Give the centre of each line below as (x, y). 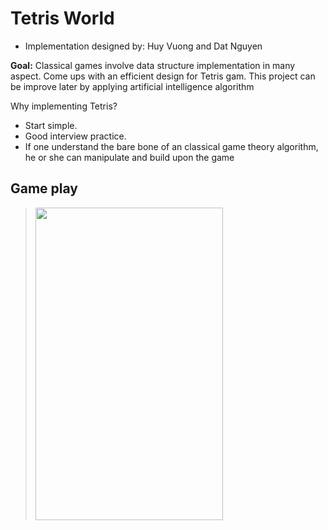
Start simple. (51, 125)
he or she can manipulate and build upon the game (129, 157)
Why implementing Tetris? (64, 106)
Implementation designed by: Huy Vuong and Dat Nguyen (143, 46)
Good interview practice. (75, 136)
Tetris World (62, 18)
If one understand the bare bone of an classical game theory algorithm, (171, 146)
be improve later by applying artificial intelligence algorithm (132, 86)
